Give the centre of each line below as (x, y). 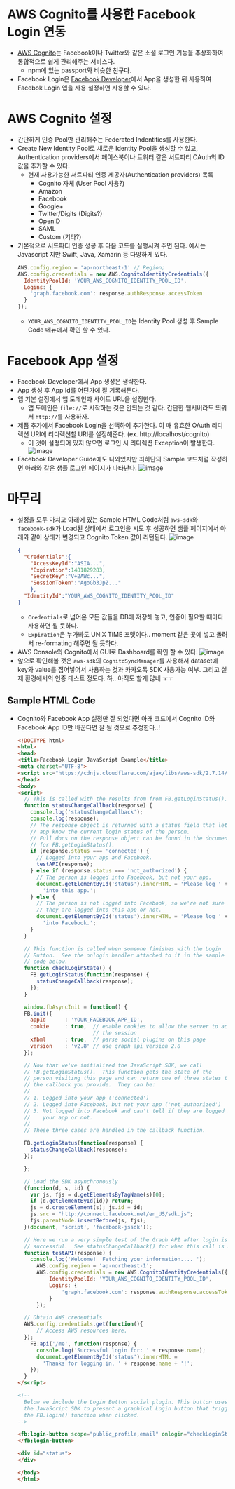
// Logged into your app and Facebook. (94, 858)
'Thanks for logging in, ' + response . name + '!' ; (118, 1363)
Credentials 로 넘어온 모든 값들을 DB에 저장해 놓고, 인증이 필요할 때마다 (126, 617)
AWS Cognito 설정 (59, 119)
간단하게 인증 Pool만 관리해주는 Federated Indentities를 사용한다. (107, 139)
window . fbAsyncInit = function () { (76, 1007)
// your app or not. (58, 1117)
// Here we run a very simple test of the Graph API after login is (126, 1240)
